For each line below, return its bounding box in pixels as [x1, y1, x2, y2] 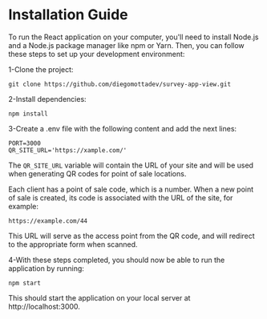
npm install [8, 110, 48, 118]
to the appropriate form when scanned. [8, 239, 138, 249]
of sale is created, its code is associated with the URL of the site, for [8, 192, 233, 202]
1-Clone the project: [8, 64, 74, 74]
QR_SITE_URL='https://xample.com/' [8, 146, 127, 154]
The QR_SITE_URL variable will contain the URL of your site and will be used [8, 160, 254, 170]
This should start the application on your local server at [8, 293, 191, 302]
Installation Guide [8, 6, 128, 24]
